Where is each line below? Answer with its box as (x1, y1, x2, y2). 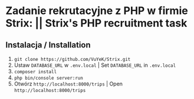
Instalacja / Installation (5, 40, 91, 50)
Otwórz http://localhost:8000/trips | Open (14, 80, 123, 87)
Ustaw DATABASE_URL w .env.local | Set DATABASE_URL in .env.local (14, 62, 176, 69)
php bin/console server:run (14, 75, 83, 81)
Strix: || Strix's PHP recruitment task (5, 16, 188, 30)
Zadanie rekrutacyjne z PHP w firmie (5, 4, 188, 18)
